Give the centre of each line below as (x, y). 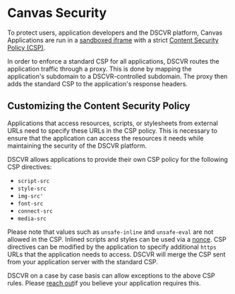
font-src (30, 204)
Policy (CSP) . (26, 47)
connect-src (35, 211)
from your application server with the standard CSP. (83, 261)
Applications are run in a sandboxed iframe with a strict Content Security (113, 40)
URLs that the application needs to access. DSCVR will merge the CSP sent (116, 254)
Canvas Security (57, 13)
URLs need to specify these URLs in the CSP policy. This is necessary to (112, 130)
